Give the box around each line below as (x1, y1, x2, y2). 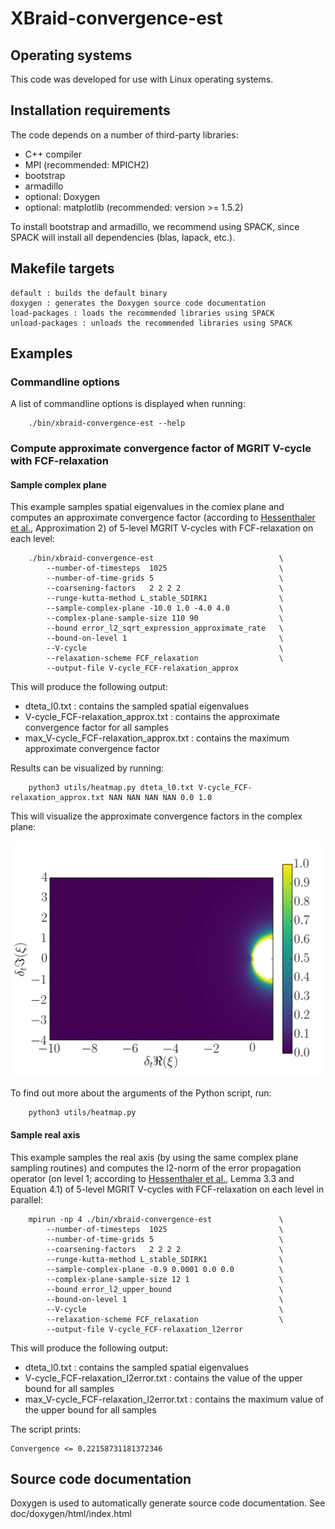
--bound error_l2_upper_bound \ (46, 1284, 284, 1294)
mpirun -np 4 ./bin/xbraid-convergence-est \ (28, 1214, 284, 1224)
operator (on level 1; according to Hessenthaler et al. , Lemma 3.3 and (10, 1172, 295, 1184)
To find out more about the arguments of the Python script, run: (10, 1087, 272, 1099)
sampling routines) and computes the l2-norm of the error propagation (10, 1162, 302, 1174)
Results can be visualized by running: (10, 762, 165, 774)
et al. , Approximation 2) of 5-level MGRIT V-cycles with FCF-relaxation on (10, 522, 314, 534)
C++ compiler (24, 148, 82, 160)
